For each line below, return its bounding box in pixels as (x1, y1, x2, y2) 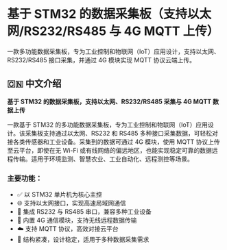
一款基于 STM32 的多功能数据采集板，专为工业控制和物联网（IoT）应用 (7, 121, 208, 129)
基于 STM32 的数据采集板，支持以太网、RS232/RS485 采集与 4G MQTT (7, 97, 212, 105)
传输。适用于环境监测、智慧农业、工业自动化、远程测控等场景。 (12, 155, 193, 163)
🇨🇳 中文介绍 (7, 78, 62, 90)
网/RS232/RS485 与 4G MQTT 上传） (7, 23, 219, 39)
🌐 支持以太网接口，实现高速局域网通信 (16, 199, 126, 208)
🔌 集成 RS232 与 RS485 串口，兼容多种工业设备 (16, 208, 152, 216)
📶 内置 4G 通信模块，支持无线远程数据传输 (16, 216, 137, 225)
